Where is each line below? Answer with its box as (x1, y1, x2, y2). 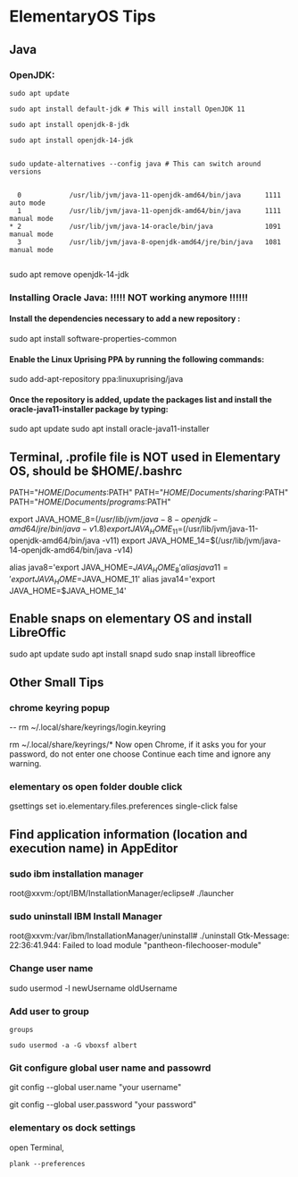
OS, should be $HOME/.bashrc (9, 463, 183, 478)
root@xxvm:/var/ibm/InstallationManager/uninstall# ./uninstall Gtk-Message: (9, 930, 290, 941)
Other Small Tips (9, 674, 104, 690)
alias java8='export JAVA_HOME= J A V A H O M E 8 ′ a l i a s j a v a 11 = (9, 562, 229, 574)
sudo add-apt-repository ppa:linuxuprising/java (9, 374, 184, 385)
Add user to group (9, 1004, 89, 1017)
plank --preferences (9, 1159, 87, 1168)
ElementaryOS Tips (9, 6, 156, 27)
